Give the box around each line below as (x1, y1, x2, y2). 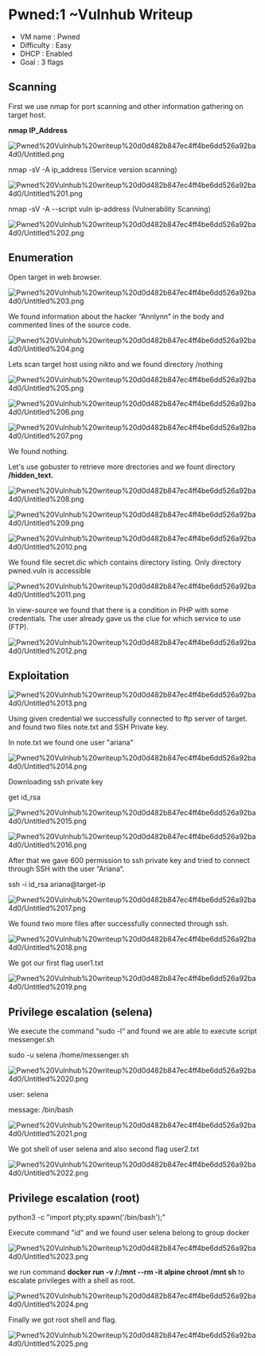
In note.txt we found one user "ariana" (8, 738, 134, 748)
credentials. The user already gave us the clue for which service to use (8, 613, 241, 623)
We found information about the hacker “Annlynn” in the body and (8, 311, 224, 321)
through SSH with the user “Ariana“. (8, 864, 125, 873)
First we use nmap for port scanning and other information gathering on (8, 101, 244, 111)
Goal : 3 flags (19, 57, 64, 67)
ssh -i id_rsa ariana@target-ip (8, 880, 106, 889)
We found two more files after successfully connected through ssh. (8, 919, 229, 928)
